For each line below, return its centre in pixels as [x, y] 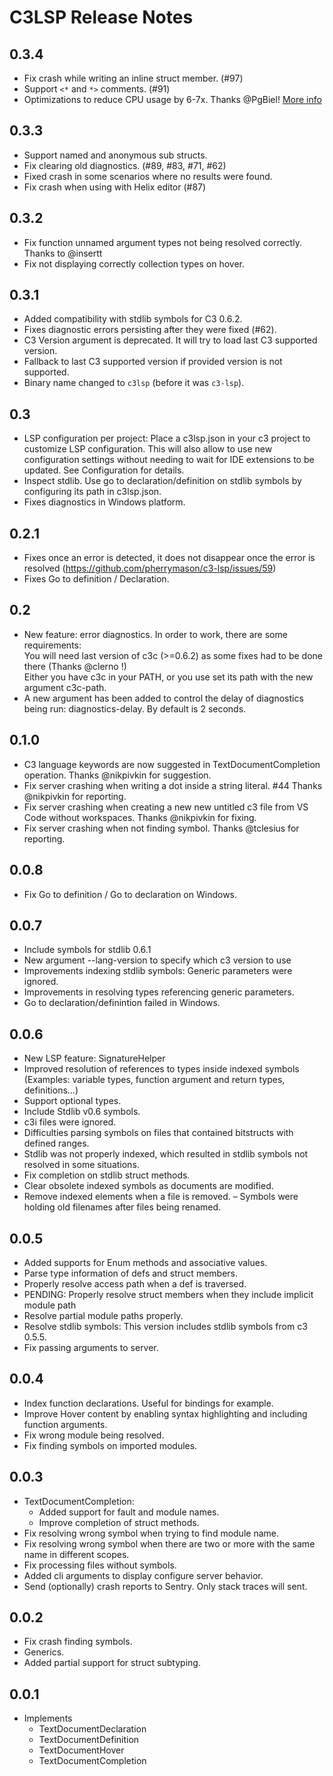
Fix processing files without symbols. [100, 1565]
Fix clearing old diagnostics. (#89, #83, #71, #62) [125, 165]
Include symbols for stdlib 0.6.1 [87, 950]
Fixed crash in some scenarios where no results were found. [148, 176]
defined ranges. [56, 1143]
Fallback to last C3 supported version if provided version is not [153, 362]
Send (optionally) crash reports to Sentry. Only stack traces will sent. [165, 1586]
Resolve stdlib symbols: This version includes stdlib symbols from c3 [165, 1326]
